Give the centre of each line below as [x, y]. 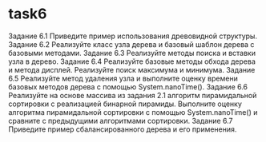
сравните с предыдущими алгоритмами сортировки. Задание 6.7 [121, 120]
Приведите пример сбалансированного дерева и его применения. [123, 129]
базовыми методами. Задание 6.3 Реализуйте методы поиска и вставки [132, 53]
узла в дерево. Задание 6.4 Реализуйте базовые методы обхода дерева [132, 61]
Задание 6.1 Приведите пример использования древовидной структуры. [133, 36]
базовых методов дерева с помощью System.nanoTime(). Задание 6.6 [128, 87]
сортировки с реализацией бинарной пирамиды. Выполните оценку [125, 104]
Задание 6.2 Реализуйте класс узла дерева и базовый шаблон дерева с [131, 44]
